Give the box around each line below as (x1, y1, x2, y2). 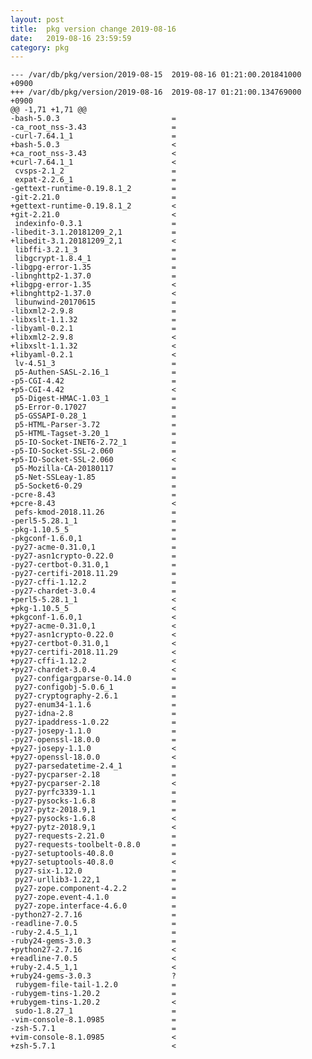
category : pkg (10, 42, 70, 53)
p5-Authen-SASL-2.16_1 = (14, 367, 177, 378)
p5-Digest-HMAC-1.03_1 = (14, 394, 177, 404)
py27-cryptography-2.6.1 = (14, 691, 177, 701)
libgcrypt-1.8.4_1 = (14, 254, 177, 264)
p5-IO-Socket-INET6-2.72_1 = (14, 437, 177, 448)
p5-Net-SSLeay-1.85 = (14, 472, 177, 483)
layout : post (10, 14, 65, 25)
